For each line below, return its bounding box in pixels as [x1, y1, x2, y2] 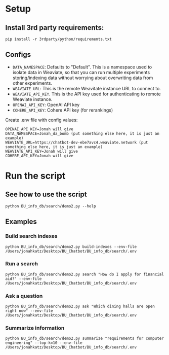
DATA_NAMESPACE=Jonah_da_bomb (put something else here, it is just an [5, 131, 159, 136]
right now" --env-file [5, 308, 53, 313]
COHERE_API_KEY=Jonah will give [5, 153, 73, 158]
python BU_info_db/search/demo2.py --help [5, 203, 96, 208]
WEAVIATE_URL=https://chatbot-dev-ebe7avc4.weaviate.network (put [5, 140, 148, 145]
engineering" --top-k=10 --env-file [5, 340, 82, 345]
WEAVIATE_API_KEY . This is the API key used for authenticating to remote [12, 91, 161, 97]
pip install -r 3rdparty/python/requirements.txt [5, 37, 112, 42]
